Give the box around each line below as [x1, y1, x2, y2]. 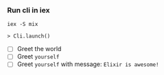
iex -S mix [7, 21, 38, 28]
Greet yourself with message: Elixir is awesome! [16, 60, 159, 68]
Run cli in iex [7, 5, 50, 15]
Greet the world [16, 45, 62, 53]
